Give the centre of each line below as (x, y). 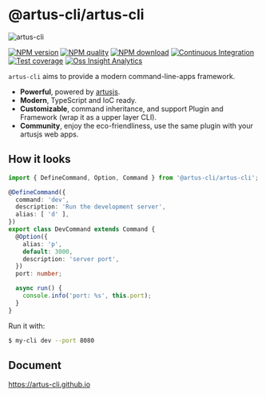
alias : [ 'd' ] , (42, 214)
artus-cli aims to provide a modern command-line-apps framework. (122, 76)
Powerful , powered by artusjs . (70, 91)
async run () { (39, 288)
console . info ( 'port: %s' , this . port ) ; (87, 296)
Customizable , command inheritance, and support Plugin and (121, 109)
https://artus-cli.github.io (49, 384)
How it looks (40, 159)
